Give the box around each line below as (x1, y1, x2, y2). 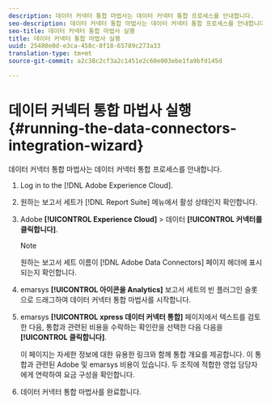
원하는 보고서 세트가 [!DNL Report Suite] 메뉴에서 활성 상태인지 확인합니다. (19, 197, 258, 206)
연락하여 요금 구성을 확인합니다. (35, 369, 135, 379)
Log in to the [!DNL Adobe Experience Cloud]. (19, 180, 174, 190)
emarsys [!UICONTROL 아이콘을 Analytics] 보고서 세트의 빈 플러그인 (19, 284, 243, 294)
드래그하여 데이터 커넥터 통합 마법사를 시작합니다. (35, 295, 192, 304)
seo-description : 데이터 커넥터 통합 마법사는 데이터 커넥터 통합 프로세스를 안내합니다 (8, 19, 265, 28)
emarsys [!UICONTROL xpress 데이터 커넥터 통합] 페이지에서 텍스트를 (19, 312, 246, 321)
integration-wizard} (8, 137, 144, 155)
